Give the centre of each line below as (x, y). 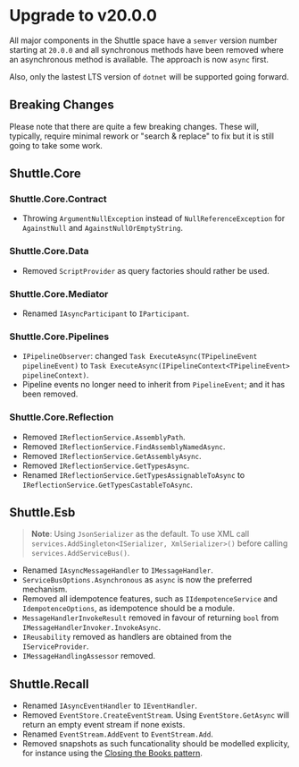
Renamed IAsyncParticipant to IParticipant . (106, 313)
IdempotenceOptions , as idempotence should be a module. (128, 609)
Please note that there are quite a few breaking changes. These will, (134, 126)
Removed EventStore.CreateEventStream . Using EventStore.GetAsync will (156, 715)
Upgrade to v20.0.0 (83, 16)
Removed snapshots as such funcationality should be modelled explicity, (156, 744)
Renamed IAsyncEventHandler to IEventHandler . (110, 706)
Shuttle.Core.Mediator (59, 294)
